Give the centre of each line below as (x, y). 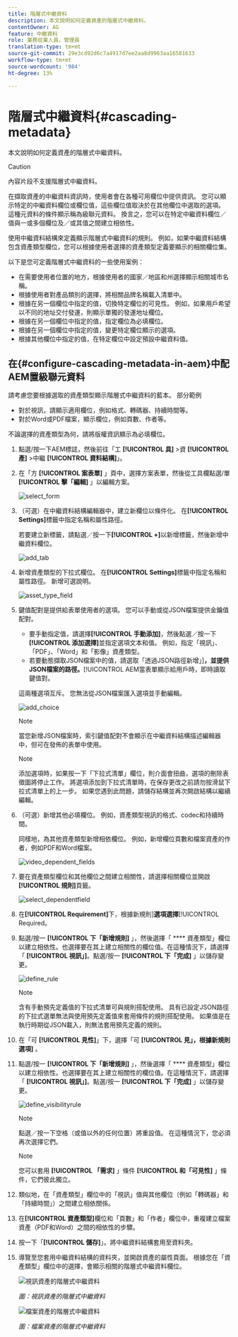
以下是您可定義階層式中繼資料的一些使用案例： (76, 262)
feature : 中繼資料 (33, 34)
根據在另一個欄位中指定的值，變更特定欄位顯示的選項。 (99, 330)
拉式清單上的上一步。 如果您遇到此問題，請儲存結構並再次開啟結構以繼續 (124, 791)
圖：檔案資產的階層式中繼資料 (61, 1326)
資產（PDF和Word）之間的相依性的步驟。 (79, 1227)
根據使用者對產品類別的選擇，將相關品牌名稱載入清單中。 (102, 295)
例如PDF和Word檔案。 (63, 848)
